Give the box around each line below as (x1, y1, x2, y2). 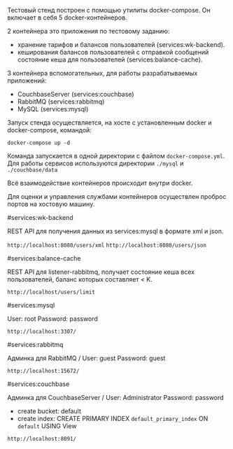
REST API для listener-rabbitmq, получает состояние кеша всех (7, 268, 195, 276)
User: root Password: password (7, 315, 98, 323)
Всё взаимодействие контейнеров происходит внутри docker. (7, 179, 193, 187)
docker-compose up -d (7, 139, 71, 146)
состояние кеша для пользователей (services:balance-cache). (17, 55, 203, 64)
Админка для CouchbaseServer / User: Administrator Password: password (7, 394, 224, 401)
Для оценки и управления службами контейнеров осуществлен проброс (7, 193, 227, 200)
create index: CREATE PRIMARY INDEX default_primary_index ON (17, 415, 209, 422)
